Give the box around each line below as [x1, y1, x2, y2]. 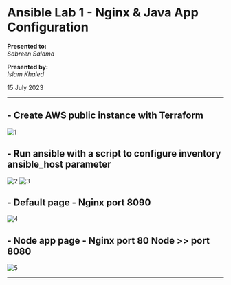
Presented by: [7, 62, 48, 71]
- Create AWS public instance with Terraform [7, 110, 204, 122]
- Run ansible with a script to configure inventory [7, 148, 221, 159]
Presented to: [7, 42, 47, 50]
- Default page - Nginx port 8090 [7, 196, 151, 208]
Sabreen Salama [7, 49, 55, 58]
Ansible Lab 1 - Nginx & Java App [7, 5, 199, 21]
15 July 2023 [7, 83, 44, 91]
